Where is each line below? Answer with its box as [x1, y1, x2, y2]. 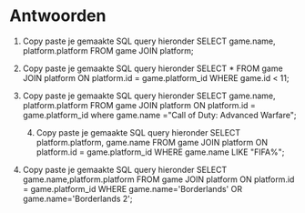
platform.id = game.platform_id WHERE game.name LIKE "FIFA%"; [36, 147, 285, 157]
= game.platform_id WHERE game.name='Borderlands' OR [22, 183, 243, 194]
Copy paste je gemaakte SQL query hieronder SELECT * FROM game [22, 63, 284, 74]
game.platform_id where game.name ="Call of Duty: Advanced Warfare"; [22, 109, 297, 120]
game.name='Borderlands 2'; [22, 193, 133, 204]
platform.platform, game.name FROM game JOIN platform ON [36, 137, 269, 147]
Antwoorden [9, 5, 107, 26]
